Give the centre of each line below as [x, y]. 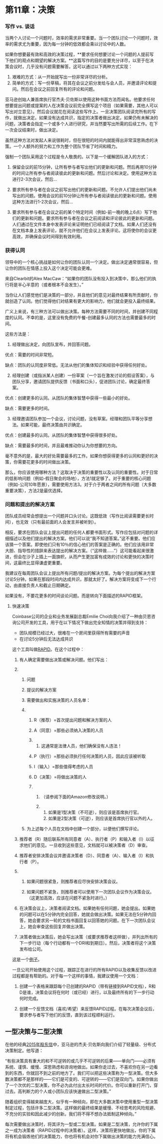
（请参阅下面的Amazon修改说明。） [76, 797]
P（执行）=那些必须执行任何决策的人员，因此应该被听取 [90, 756]
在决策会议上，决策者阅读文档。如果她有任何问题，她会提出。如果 [85, 908]
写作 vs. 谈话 [20, 26]
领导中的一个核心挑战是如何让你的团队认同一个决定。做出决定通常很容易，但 [81, 262]
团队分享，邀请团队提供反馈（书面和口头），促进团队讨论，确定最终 [79, 381]
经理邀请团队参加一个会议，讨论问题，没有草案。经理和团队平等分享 [80, 418]
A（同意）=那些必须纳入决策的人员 [69, 730]
